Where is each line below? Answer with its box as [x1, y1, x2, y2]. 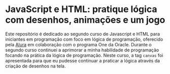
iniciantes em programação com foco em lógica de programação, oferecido [5, 36, 163, 42]
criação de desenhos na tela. [5, 63, 66, 69]
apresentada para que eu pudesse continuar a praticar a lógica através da [5, 57, 160, 63]
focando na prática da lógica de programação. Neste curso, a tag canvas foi [5, 52, 163, 58]
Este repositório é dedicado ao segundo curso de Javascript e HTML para [5, 31, 160, 37]
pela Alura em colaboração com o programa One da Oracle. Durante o [5, 41, 152, 47]
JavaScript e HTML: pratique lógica [5, 4, 157, 15]
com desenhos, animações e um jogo [5, 14, 165, 26]
